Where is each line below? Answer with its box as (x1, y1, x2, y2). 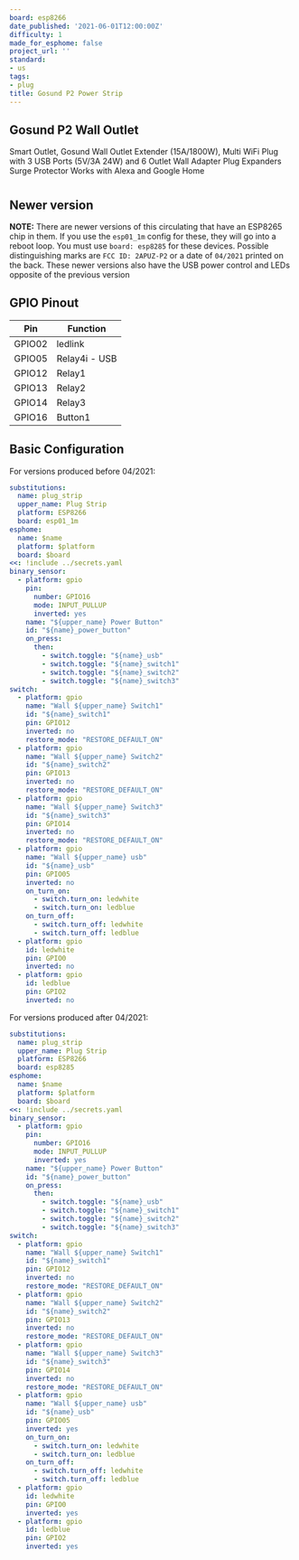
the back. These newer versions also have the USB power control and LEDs (9, 259, 291, 270)
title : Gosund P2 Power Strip (9, 89, 124, 98)
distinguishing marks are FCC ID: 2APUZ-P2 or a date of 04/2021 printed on (9, 249, 285, 260)
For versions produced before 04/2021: (9, 465, 156, 476)
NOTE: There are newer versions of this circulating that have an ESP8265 (9, 221, 283, 231)
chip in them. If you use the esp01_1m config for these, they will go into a (9, 230, 277, 241)
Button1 (56, 410, 91, 423)
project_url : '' (9, 47, 70, 56)
